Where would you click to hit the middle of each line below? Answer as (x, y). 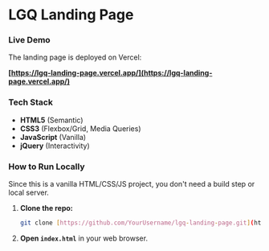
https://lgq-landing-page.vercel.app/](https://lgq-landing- (112, 73)
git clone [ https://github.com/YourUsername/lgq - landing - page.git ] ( (137, 223)
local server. (29, 193)
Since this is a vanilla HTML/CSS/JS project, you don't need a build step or (132, 184)
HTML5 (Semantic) (51, 120)
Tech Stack (31, 102)
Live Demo (29, 40)
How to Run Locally (47, 167)
